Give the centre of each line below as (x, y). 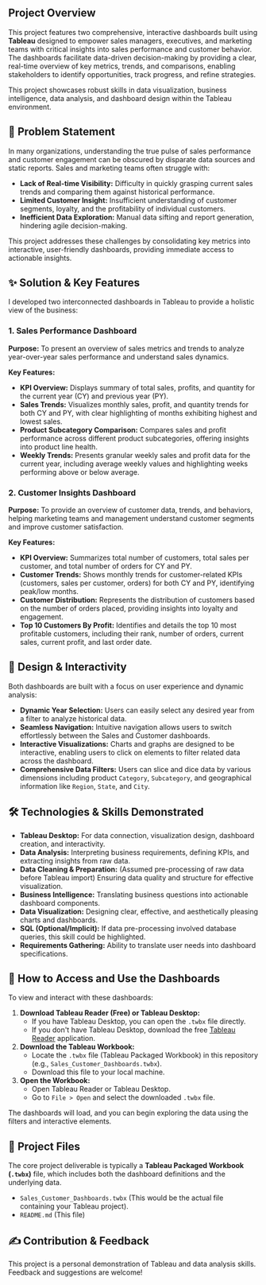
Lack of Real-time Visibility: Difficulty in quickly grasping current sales (136, 183)
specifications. (44, 953)
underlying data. (35, 1182)
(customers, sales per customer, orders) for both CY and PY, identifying (137, 583)
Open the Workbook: (55, 1081)
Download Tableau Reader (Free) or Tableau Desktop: (110, 1013)
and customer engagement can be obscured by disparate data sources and (132, 159)
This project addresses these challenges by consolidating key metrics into (129, 241)
